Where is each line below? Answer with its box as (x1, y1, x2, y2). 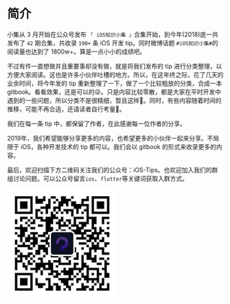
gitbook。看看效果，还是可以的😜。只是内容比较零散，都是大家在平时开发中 (7, 87, 222, 96)
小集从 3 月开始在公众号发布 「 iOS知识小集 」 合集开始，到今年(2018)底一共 (7, 30, 218, 38)
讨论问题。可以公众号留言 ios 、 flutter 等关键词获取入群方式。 (12, 174, 189, 183)
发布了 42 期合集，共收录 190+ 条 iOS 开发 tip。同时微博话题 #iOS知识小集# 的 (7, 38, 218, 47)
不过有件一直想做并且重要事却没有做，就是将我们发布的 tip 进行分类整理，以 (7, 62, 222, 70)
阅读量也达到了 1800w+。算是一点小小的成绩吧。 (7, 47, 146, 56)
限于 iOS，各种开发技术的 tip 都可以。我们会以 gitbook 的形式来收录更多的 (7, 142, 216, 151)
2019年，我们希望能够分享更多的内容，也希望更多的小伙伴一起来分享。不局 (7, 134, 220, 142)
